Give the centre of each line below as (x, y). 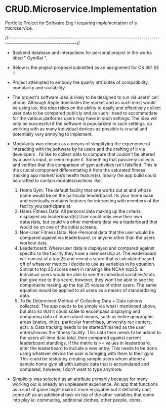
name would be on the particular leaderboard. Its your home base (86, 195)
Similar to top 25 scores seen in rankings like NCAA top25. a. (82, 269)
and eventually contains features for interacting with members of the (89, 201)
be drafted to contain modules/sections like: (57, 180)
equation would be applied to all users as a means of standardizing (88, 290)
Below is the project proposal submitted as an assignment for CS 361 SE (86, 67)
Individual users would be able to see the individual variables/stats (87, 274)
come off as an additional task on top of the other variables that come (83, 395)
